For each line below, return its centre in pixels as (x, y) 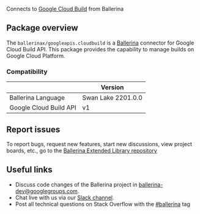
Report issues (33, 129)
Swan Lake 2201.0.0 (112, 98)
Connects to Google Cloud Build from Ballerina (65, 9)
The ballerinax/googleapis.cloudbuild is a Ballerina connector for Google (100, 43)
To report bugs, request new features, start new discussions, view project (99, 144)
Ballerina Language (37, 98)
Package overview (42, 28)
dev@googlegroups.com (46, 191)
